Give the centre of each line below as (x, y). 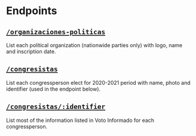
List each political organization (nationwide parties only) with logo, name (94, 45)
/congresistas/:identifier (56, 107)
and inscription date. (31, 52)
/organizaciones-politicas (56, 32)
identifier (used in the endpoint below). (53, 89)
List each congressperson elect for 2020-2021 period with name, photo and (98, 82)
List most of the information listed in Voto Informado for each (80, 120)
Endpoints (32, 11)
